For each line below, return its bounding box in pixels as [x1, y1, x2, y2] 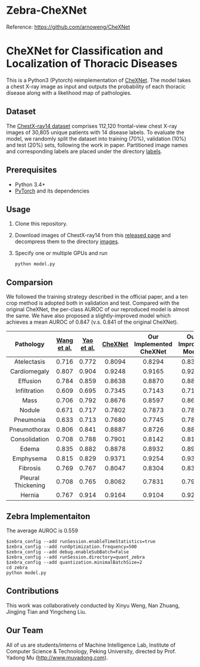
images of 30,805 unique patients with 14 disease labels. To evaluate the [6, 129, 185, 136]
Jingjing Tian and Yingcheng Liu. [6, 608, 87, 615]
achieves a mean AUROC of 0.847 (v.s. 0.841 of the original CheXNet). [6, 318, 179, 325]
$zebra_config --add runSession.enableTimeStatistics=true [6, 538, 156, 544]
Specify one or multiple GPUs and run [14, 250, 108, 257]
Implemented [133, 340, 173, 349]
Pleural [20, 474, 40, 482]
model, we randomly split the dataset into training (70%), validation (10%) [6, 135, 186, 142]
